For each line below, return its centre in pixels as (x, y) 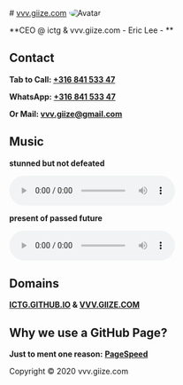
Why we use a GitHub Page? (88, 332)
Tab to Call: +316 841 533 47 (62, 79)
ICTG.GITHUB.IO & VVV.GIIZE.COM (74, 305)
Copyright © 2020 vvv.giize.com (69, 372)
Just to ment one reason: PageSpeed (79, 354)
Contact (32, 58)
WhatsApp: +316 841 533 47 (63, 97)
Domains (34, 283)
